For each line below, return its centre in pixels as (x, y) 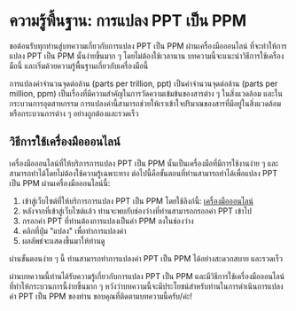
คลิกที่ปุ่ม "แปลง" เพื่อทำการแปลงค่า (74, 230)
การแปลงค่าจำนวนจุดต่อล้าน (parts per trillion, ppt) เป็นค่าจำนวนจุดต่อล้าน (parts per (144, 83)
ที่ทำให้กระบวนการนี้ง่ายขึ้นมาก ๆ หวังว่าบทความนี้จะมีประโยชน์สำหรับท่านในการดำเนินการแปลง (146, 286)
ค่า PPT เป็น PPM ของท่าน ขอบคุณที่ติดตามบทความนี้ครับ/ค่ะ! (101, 296)
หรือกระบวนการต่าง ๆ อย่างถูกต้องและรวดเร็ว (74, 113)
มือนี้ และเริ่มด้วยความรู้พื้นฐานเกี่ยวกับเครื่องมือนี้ (79, 66)
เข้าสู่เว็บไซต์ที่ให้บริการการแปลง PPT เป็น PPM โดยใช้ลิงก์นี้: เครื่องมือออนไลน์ (138, 200)
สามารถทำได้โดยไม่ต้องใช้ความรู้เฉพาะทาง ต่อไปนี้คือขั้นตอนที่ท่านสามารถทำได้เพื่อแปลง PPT (143, 173)
